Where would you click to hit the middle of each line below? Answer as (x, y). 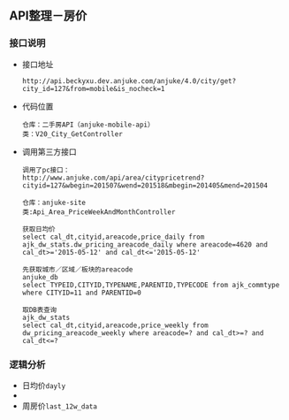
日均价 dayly (44, 385)
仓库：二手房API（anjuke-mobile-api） (88, 125)
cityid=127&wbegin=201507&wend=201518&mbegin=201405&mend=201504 (144, 185)
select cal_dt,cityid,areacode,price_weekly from (115, 325)
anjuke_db (40, 277)
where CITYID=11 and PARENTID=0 (81, 293)
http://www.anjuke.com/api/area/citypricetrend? (113, 178)
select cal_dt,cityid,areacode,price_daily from (113, 237)
